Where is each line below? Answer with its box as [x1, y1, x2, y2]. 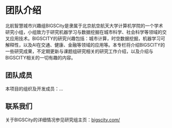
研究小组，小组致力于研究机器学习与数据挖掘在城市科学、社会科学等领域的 [5, 29, 162, 35]
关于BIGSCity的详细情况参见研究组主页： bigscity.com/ [5, 116, 120, 123]
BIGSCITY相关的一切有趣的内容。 [5, 54, 76, 60]
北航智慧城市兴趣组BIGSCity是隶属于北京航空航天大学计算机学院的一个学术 [5, 23, 163, 29]
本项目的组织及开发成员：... [5, 86, 63, 92]
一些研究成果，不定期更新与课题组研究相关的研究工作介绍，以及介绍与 [5, 48, 154, 54]
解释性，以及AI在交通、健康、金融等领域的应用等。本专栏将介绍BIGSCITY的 [5, 41, 165, 48]
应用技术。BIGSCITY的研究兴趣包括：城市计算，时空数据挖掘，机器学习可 [9, 35, 165, 41]
